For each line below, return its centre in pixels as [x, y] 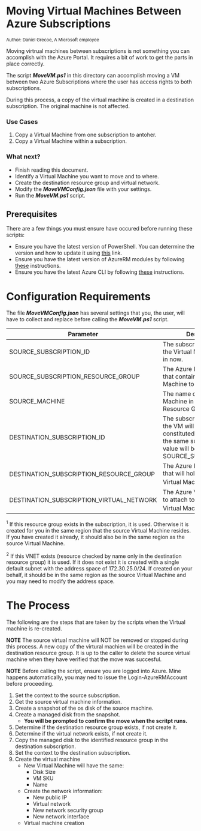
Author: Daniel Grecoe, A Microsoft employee [53, 40]
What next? [23, 157]
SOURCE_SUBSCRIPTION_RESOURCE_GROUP [74, 376]
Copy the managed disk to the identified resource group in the [92, 740]
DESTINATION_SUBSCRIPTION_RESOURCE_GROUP [82, 474]
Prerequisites [32, 214]
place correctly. [25, 64]
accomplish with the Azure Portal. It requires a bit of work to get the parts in [100, 57]
